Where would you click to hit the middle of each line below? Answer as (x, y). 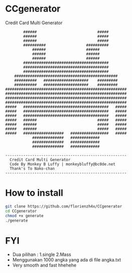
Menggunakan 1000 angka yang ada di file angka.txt (67, 260)
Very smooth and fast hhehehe (44, 265)
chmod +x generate (24, 216)
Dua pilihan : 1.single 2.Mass (42, 254)
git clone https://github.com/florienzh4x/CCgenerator (64, 206)
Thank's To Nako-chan (32, 168)
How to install (34, 193)
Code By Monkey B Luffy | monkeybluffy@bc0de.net (62, 164)
